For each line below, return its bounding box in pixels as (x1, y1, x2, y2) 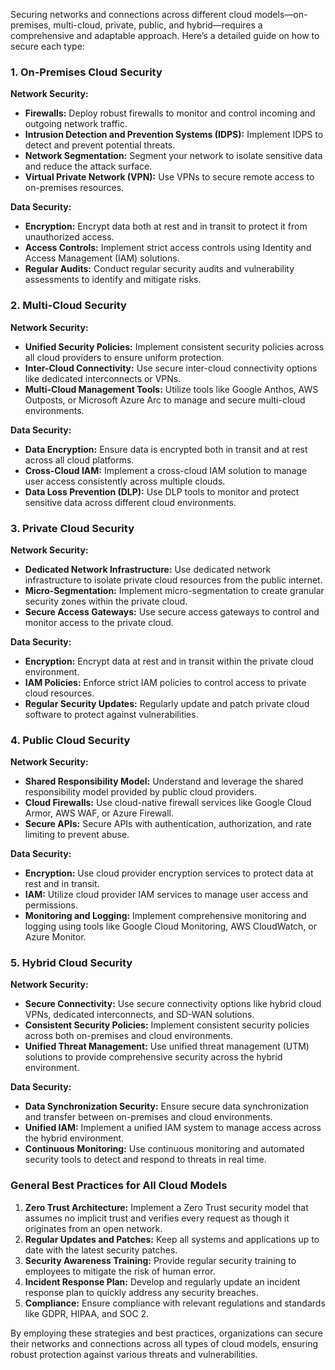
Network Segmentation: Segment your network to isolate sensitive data (24, 150, 323, 162)
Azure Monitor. (24, 931, 87, 943)
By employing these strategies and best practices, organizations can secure (10, 1327, 324, 1339)
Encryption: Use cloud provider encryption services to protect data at (24, 867, 314, 879)
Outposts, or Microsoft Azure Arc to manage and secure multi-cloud (24, 394, 306, 406)
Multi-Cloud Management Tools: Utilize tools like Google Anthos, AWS (24, 383, 319, 395)
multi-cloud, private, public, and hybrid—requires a (53, 19, 263, 31)
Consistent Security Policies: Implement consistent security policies (24, 1019, 310, 1031)
